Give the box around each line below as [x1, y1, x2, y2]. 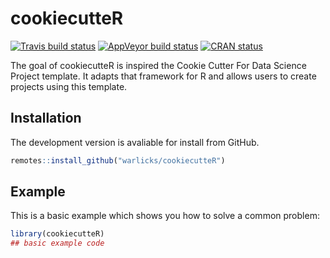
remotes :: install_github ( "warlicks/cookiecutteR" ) [10, 155, 226, 166]
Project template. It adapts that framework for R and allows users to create [10, 70, 317, 82]
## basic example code [10, 238, 105, 249]
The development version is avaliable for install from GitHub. [10, 136, 260, 148]
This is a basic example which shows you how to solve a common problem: [10, 210, 320, 222]
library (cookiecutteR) [10, 229, 105, 239]
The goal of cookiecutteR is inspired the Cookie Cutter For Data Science [10, 59, 307, 71]
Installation [10, 110, 82, 127]
